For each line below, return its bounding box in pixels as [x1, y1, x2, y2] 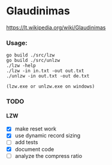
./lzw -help [6, 63, 36, 69]
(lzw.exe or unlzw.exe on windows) [6, 83, 95, 90]
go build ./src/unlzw [6, 58, 60, 64]
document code [14, 145, 55, 152]
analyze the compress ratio [14, 152, 83, 159]
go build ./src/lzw [6, 52, 55, 58]
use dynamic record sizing [14, 132, 81, 139]
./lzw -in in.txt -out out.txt [6, 68, 84, 74]
